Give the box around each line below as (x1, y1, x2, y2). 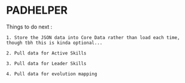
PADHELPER (6, 4, 68, 17)
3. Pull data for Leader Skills (6, 60, 87, 66)
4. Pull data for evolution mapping (6, 71, 97, 77)
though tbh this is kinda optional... (6, 40, 103, 46)
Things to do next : (6, 23, 53, 30)
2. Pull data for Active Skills (6, 50, 87, 56)
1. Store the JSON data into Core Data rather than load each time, (6, 34, 180, 40)
